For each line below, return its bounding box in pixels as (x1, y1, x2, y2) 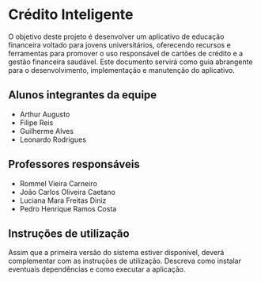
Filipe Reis (19, 117, 54, 128)
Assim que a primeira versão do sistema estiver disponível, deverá (8, 248, 225, 257)
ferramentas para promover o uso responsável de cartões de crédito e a (8, 48, 244, 58)
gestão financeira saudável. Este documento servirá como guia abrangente (8, 57, 253, 67)
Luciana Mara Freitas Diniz (19, 196, 107, 205)
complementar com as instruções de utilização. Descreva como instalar (8, 256, 241, 266)
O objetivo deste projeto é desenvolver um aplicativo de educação (8, 32, 225, 41)
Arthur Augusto (19, 109, 70, 119)
